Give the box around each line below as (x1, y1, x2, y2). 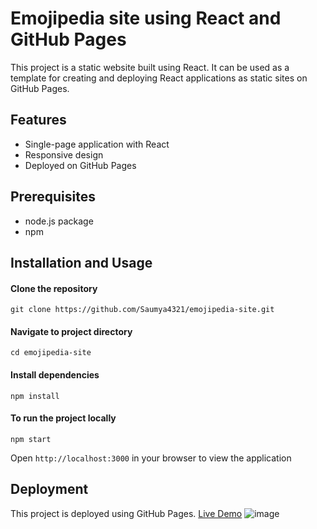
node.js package (24, 215, 94, 227)
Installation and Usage (10, 254, 153, 271)
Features (10, 112, 67, 129)
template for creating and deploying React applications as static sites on (10, 72, 308, 84)
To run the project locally (10, 412, 117, 424)
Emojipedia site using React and (10, 7, 282, 30)
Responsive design (24, 148, 104, 161)
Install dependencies (10, 368, 100, 381)
